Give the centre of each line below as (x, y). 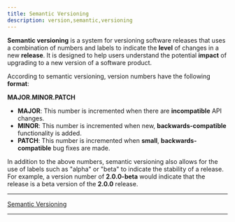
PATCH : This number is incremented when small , (88, 140)
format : (18, 83)
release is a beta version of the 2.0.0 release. (73, 183)
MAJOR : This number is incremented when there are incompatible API (120, 111)
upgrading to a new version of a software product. (80, 62)
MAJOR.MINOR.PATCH (41, 97)
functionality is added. (49, 133)
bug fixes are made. (81, 148)
